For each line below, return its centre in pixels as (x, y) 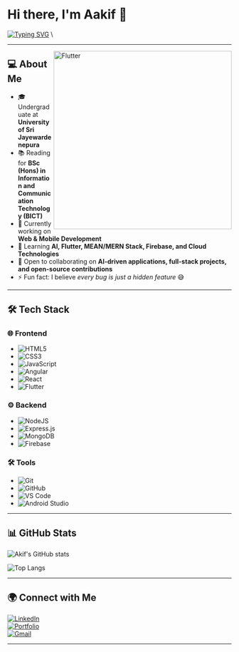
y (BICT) (30, 216)
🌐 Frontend (27, 333)
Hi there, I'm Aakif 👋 (67, 15)
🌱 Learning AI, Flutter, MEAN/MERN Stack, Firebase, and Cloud (112, 246)
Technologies (38, 254)
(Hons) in (32, 170)
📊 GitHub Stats (42, 533)
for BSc (29, 162)
